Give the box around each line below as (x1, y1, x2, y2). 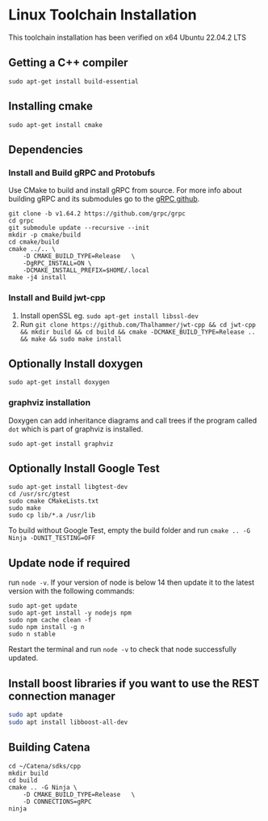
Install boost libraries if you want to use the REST (8, 676, 260, 690)
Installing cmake (8, 100, 94, 113)
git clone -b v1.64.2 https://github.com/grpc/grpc (8, 210, 186, 218)
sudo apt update (8, 711, 63, 719)
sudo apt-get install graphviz (8, 440, 114, 448)
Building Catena (8, 741, 90, 755)
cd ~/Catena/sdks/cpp (8, 762, 82, 770)
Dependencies (8, 143, 83, 156)
